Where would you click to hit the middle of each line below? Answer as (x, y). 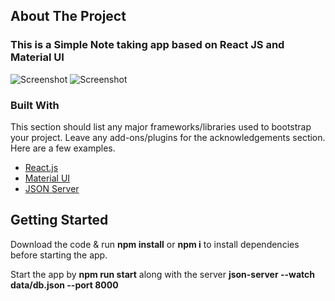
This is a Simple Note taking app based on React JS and (147, 45)
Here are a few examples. (63, 148)
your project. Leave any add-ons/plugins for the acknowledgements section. (168, 137)
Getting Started (59, 220)
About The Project (68, 16)
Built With (35, 105)
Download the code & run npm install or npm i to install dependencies (155, 244)
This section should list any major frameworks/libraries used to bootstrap (161, 126)
